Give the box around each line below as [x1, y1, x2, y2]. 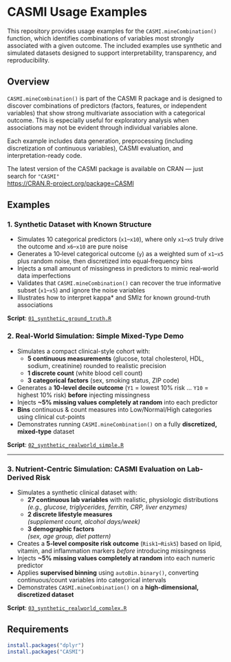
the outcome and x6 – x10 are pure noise [16, 242, 129, 251]
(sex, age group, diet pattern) [27, 532, 111, 540]
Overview [7, 76, 50, 88]
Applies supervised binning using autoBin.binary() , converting [16, 569, 199, 577]
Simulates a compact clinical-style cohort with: [16, 347, 151, 355]
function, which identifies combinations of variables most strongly [7, 34, 195, 42]
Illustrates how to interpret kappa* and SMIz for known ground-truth [16, 293, 211, 302]
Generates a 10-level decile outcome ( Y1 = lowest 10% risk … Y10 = [16, 383, 209, 391]
